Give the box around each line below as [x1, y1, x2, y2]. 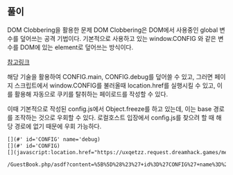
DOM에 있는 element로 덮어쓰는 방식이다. [19, 43, 134, 51]
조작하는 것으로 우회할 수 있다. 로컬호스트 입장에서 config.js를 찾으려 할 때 [14, 113, 215, 122]
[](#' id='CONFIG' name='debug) [7, 135, 101, 143]
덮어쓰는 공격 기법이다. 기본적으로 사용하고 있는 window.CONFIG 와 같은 [19, 34, 216, 42]
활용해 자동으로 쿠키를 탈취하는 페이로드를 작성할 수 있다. [14, 90, 169, 98]
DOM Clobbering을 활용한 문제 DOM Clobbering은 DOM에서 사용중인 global [7, 26, 218, 34]
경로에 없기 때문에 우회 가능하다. [14, 122, 102, 130]
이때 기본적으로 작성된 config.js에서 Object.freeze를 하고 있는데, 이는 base [7, 104, 212, 112]
